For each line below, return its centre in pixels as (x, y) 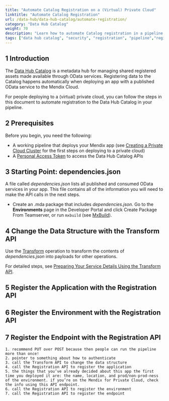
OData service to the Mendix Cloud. (42, 87)
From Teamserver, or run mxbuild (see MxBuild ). (62, 215)
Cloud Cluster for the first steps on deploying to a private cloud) (79, 151)
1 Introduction (27, 59)
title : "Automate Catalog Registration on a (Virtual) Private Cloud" (81, 10)
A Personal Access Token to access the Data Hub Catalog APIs (78, 156)
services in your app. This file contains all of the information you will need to (84, 189)
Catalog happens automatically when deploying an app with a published (80, 81)
